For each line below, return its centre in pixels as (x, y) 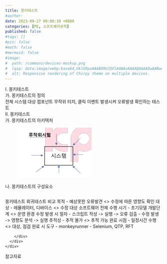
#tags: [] (15, 37)
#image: (13, 58)
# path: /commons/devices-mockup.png (45, 63)
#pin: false (17, 42)
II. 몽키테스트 (18, 114)
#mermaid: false (22, 52)
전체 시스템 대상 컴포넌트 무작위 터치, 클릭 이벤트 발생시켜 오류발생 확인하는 (78, 102)
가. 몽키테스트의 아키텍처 (29, 120)
